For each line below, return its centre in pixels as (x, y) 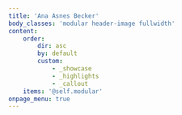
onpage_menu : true (39, 99)
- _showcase (72, 69)
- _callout (70, 83)
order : (34, 38)
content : (23, 31)
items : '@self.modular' (63, 91)
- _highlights (75, 76)
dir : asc (52, 46)
